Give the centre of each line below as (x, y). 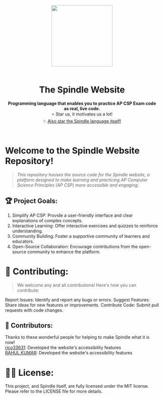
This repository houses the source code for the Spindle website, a (83, 174)
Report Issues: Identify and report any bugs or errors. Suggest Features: (78, 300)
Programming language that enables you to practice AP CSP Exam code (82, 103)
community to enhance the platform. (64, 252)
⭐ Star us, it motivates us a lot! (82, 114)
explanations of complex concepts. (47, 220)
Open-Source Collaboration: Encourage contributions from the (75, 246)
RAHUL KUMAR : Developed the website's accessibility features (69, 353)
